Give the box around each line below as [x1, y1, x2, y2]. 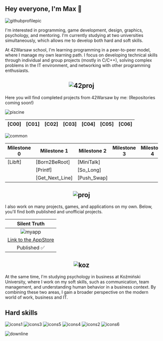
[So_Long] [77, 166, 101, 173]
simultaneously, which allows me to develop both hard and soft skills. [5, 37, 143, 43]
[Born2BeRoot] [35, 158, 70, 165]
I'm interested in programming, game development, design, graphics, [5, 27, 143, 33]
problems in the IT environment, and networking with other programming [5, 62, 151, 68]
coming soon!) [5, 100, 34, 105]
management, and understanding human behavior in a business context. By [5, 284, 156, 290]
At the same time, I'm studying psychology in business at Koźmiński [5, 274, 141, 280]
